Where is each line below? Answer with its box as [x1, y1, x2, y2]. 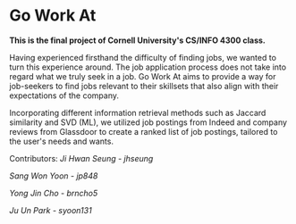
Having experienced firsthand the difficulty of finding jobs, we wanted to [9, 52, 277, 62]
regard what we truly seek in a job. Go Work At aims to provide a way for [9, 71, 276, 81]
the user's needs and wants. [9, 136, 114, 146]
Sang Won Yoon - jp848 [9, 170, 98, 181]
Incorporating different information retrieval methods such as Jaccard [9, 107, 266, 118]
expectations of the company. [9, 90, 119, 101]
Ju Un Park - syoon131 [9, 204, 92, 215]
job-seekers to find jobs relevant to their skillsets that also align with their [9, 80, 279, 91]
